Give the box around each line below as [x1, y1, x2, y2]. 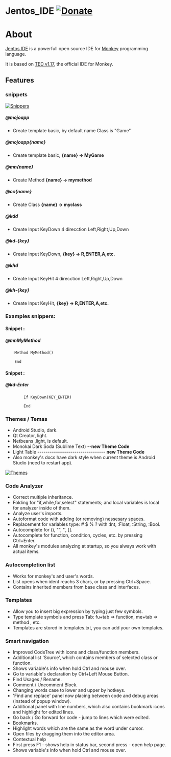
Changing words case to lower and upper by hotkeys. [12, 687, 126, 693]
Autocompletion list [5, 561, 55, 568]
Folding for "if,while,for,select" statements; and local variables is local [12, 500, 159, 506]
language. [5, 51, 27, 57]
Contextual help [12, 736, 46, 743]
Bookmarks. [12, 720, 38, 726]
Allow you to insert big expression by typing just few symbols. [12, 608, 143, 615]
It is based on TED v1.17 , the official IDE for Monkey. [5, 61, 113, 67]
